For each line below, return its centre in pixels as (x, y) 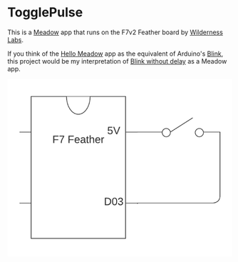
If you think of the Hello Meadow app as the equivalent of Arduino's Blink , (115, 54)
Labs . (15, 39)
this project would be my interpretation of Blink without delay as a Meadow (117, 61)
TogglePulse (45, 12)
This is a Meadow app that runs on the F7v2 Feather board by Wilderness (115, 32)
